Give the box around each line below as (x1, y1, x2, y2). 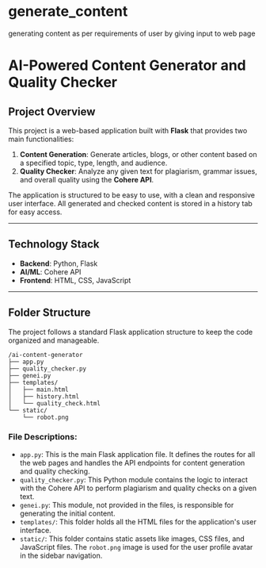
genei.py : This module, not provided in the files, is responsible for (19, 500, 234, 509)
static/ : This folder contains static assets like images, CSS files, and (19, 534, 245, 543)
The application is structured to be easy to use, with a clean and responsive (8, 190, 256, 200)
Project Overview (8, 105, 96, 118)
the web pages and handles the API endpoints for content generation (19, 458, 245, 467)
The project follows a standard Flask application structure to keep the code (8, 327, 253, 336)
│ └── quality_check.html (8, 399, 101, 407)
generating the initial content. (19, 509, 116, 518)
